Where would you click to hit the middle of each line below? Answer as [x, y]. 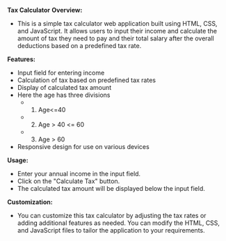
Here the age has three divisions [64, 95]
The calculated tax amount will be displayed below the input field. [111, 188]
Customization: [30, 202]
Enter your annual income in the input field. [79, 174]
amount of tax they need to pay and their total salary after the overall [115, 38]
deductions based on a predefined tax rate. [79, 46]
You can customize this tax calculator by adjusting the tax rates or [112, 216]
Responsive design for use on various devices [83, 147]
